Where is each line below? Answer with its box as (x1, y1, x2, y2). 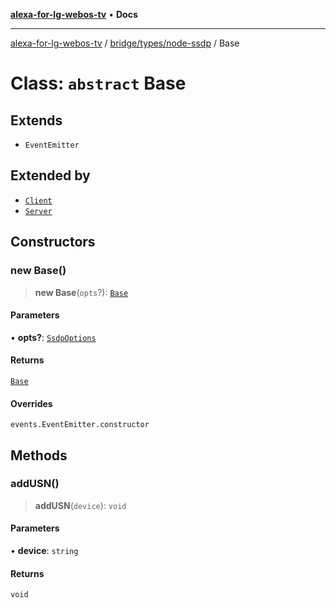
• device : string (10, 545, 79, 556)
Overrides (10, 397, 53, 409)
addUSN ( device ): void (34, 499, 127, 511)
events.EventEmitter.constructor (10, 420, 150, 430)
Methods (10, 447, 68, 464)
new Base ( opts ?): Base (34, 286, 129, 298)
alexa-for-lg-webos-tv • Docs (10, 9, 138, 20)
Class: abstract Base (10, 72, 187, 95)
